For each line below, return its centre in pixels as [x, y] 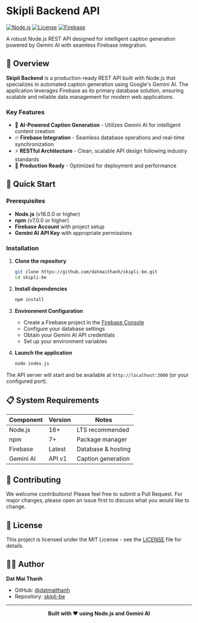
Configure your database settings [64, 328]
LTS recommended [103, 430]
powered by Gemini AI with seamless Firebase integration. [77, 45]
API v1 [58, 459]
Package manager [102, 440]
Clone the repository [40, 261]
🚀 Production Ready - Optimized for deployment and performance [95, 166]
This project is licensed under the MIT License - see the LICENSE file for [94, 539]
